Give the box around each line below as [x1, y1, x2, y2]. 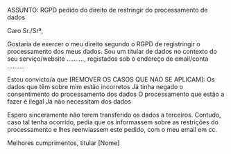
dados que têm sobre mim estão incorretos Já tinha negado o [7, 83, 184, 90]
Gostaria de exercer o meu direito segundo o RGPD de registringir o [7, 40, 200, 48]
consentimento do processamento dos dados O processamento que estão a [7, 90, 225, 98]
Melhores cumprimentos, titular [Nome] [7, 139, 120, 147]
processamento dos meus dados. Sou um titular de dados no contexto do [7, 48, 217, 55]
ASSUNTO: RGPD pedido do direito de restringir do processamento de [7, 6, 208, 14]
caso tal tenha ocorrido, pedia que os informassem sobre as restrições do [7, 118, 219, 126]
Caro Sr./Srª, [7, 27, 44, 35]
